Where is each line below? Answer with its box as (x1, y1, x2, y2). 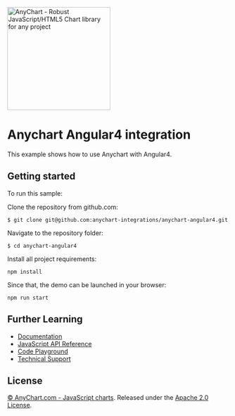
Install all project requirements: (7, 254, 97, 263)
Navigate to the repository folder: (7, 229, 103, 237)
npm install (7, 268, 42, 275)
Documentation (17, 332, 63, 341)
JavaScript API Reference (17, 339, 92, 348)
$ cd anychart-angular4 (7, 242, 77, 249)
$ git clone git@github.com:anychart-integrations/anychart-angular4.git (7, 216, 229, 223)
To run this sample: (7, 189, 63, 197)
